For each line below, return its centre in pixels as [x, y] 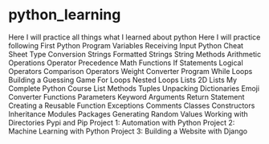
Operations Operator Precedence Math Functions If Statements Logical [126, 63]
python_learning [65, 15]
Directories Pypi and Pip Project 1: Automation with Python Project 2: [122, 122]
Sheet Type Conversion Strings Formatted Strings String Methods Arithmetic [135, 54]
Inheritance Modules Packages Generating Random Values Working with [128, 113]
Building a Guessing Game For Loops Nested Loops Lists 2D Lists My [123, 80]
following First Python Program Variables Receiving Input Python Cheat [126, 45]
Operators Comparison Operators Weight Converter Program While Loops [130, 71]
